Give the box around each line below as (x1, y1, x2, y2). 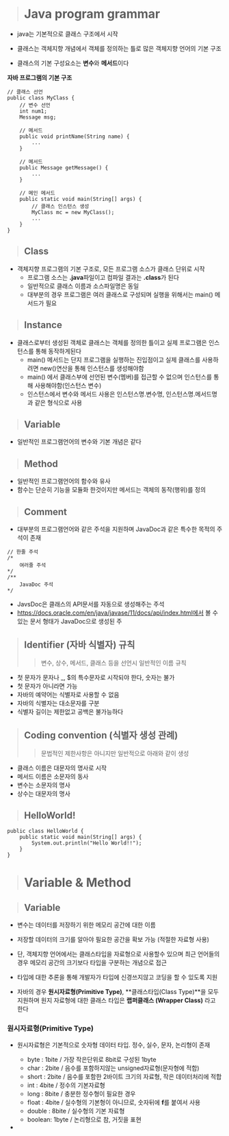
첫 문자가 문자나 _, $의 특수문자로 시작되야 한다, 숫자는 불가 (16, 673, 175, 681)
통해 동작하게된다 (35, 346, 82, 355)
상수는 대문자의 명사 (16, 789, 70, 798)
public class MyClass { (7, 94, 75, 102)
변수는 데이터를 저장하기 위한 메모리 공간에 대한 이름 (16, 921, 156, 929)
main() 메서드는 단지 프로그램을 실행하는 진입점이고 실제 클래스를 (27, 355, 201, 364)
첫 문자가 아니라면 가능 (16, 682, 78, 690)
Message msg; (19, 113, 57, 121)
